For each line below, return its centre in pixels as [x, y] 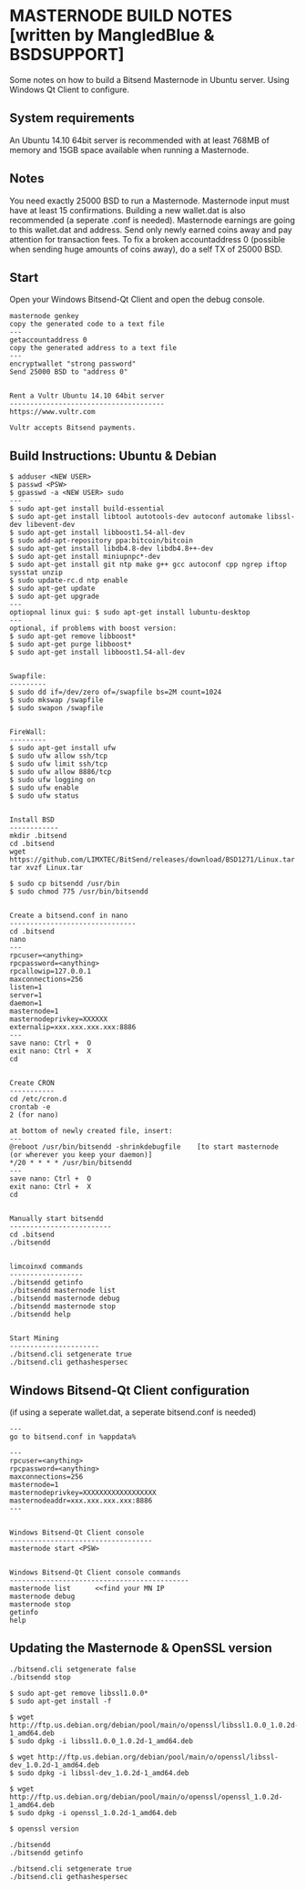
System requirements [72, 118]
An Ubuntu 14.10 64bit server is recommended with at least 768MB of [140, 140]
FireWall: [28, 732]
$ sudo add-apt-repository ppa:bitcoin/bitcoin [102, 541]
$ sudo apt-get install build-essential [87, 509]
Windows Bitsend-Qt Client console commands [95, 1573]
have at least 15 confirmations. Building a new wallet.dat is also [127, 210]
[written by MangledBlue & [112, 35]
